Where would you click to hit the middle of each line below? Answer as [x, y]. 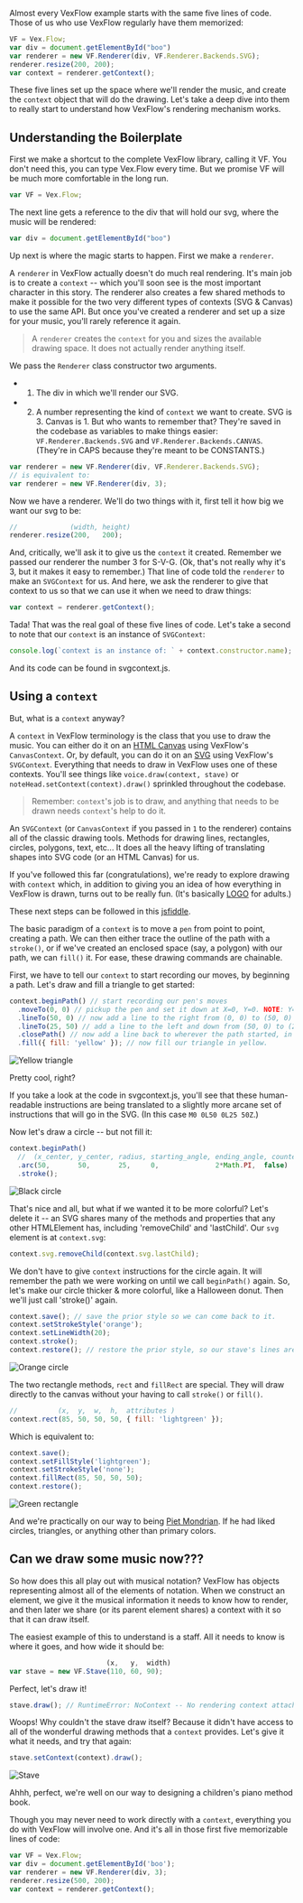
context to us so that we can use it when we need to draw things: [130, 591]
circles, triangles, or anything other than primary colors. [113, 1531]
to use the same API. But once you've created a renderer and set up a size [147, 311]
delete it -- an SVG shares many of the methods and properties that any [142, 1218]
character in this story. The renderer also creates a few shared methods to [147, 292]
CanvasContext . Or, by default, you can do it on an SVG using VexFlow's [141, 755]
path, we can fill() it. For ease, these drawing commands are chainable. [146, 957]
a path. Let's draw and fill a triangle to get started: [102, 984]
